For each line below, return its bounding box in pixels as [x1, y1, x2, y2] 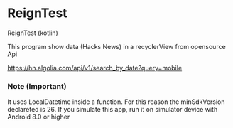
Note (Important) [7, 81, 67, 91]
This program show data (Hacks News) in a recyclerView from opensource [7, 42, 226, 50]
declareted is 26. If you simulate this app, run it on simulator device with [7, 105, 218, 114]
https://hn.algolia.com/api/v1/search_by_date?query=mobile [7, 63, 183, 72]
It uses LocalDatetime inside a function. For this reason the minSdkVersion [7, 97, 225, 106]
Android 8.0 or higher [7, 112, 70, 122]
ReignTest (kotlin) [7, 28, 58, 37]
